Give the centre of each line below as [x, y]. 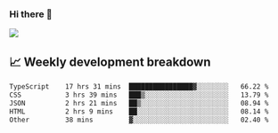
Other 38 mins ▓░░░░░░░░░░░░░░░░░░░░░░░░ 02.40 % [139, 120]
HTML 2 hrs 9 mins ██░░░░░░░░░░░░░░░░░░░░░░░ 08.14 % [139, 111]
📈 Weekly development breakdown [110, 62]
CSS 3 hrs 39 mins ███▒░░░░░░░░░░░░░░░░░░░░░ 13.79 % [139, 95]
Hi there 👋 [31, 14]
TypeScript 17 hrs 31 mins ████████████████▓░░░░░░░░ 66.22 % [139, 87]
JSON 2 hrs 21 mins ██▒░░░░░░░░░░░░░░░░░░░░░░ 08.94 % [139, 103]
